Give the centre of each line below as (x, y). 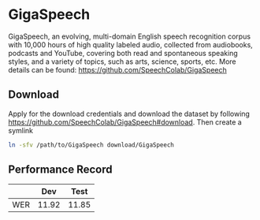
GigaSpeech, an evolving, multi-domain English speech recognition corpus (129, 36)
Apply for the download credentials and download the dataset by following (129, 114)
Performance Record (60, 170)
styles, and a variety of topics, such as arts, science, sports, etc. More (122, 62)
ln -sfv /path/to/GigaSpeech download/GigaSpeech (91, 145)
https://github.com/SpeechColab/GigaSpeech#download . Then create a (125, 122)
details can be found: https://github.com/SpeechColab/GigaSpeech (117, 69)
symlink (21, 130)
